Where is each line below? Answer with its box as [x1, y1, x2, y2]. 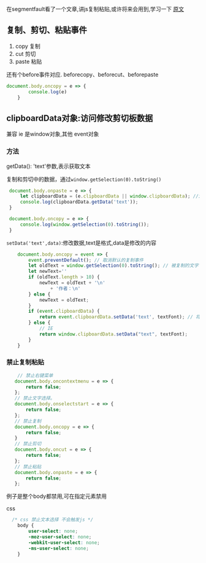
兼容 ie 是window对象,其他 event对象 [6, 131, 99, 138]
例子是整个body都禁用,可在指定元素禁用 [6, 492, 107, 500]
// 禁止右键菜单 [17, 372, 53, 378]
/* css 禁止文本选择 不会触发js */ [12, 517, 94, 523]
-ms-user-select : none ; [28, 545, 89, 551]
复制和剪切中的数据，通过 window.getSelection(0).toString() [6, 175, 162, 183]
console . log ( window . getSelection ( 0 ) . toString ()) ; [20, 221, 150, 228]
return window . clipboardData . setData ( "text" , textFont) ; [39, 331, 188, 337]
